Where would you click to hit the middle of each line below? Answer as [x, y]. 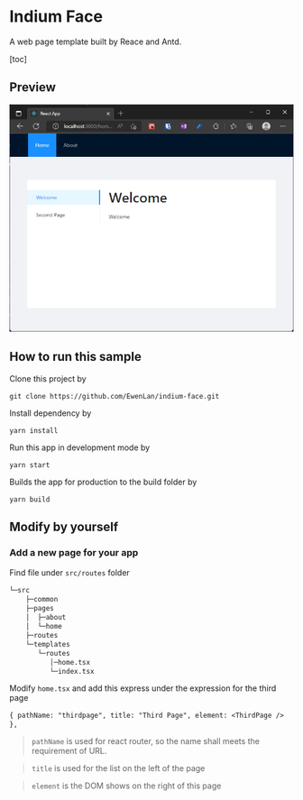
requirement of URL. [69, 750]
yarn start [30, 465]
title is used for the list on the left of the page [118, 768]
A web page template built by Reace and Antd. [96, 41]
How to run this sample [75, 357]
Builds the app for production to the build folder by [103, 482]
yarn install [34, 430]
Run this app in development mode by [80, 447]
